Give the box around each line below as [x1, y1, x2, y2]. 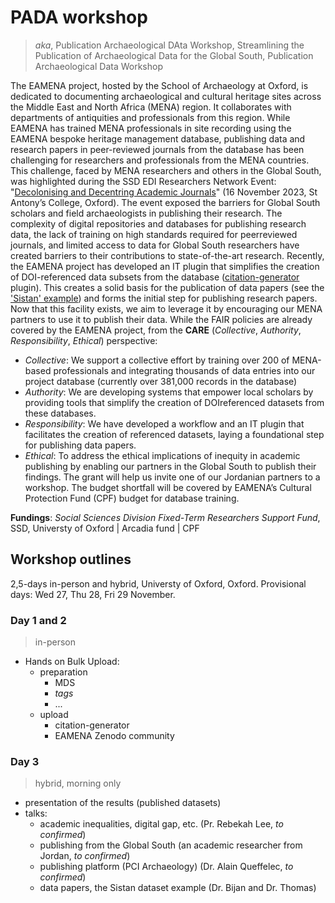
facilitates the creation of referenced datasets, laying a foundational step [24, 428, 325, 440]
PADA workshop [10, 6, 148, 29]
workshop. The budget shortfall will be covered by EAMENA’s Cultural [24, 481, 312, 493]
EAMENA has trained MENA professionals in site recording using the [10, 122, 292, 134]
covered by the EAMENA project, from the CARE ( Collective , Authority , [10, 324, 302, 336]
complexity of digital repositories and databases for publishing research [10, 217, 307, 230]
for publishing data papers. [24, 439, 137, 451]
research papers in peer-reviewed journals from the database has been [10, 143, 305, 155]
